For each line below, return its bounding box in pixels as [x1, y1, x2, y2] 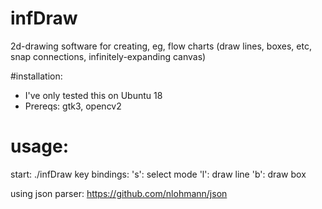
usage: [10, 135, 70, 158]
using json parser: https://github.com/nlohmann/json [10, 187, 228, 199]
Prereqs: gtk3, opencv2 [24, 100, 122, 112]
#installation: [10, 70, 63, 82]
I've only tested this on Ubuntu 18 [24, 89, 163, 101]
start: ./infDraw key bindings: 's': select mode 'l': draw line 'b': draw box [10, 168, 307, 180]
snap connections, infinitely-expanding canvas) [10, 50, 207, 62]
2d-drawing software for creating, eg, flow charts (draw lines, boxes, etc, [10, 40, 312, 52]
